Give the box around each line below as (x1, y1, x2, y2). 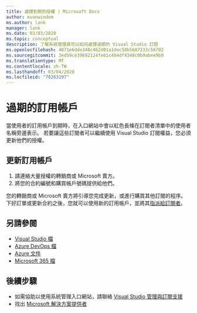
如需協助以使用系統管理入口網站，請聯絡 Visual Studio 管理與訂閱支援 (14, 292, 183, 300)
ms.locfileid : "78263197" (6, 74, 69, 80)
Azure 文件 (14, 249, 41, 257)
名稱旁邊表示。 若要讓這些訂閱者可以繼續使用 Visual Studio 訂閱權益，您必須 (6, 129, 191, 136)
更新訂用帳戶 (6, 155, 53, 165)
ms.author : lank (6, 19, 46, 25)
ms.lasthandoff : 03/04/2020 (6, 69, 75, 75)
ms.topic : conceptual (6, 36, 59, 42)
